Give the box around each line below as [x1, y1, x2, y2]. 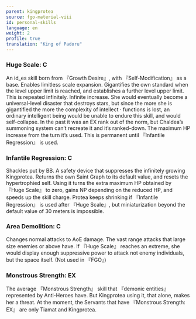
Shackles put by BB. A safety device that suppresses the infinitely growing [6, 167, 185, 174]
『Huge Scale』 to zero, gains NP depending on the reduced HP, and [6, 187, 173, 194]
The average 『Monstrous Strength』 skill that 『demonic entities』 [6, 285, 169, 293]
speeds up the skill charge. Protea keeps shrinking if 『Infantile [6, 194, 159, 201]
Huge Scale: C [6, 60, 47, 68]
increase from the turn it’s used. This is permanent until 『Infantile [6, 132, 165, 139]
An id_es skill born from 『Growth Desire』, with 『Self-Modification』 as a [6, 74, 187, 82]
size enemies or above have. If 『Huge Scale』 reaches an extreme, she [6, 242, 180, 249]
